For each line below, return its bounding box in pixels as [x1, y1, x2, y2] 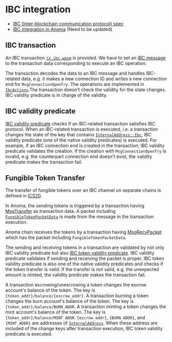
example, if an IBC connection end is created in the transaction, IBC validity [5, 142, 165, 149]
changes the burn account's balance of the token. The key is [5, 298, 134, 304]
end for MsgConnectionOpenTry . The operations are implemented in [5, 81, 145, 87]
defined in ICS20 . [5, 193, 42, 199]
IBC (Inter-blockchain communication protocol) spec [12, 21, 124, 27]
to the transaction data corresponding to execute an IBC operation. [5, 60, 147, 66]
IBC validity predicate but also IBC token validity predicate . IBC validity [5, 250, 155, 256]
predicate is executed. [5, 331, 52, 337]
